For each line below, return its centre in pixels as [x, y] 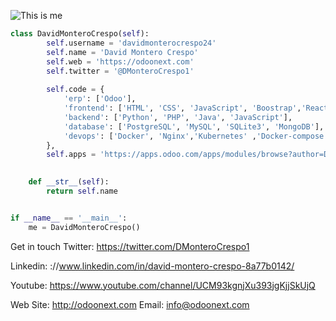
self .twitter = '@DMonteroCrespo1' [120, 71]
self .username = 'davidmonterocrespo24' [131, 43]
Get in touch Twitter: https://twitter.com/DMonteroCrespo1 [130, 246]
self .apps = [71, 155]
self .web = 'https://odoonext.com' [120, 61]
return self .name [82, 191]
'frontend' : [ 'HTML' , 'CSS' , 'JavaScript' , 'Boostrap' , [182, 108]
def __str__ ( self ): [69, 182]
